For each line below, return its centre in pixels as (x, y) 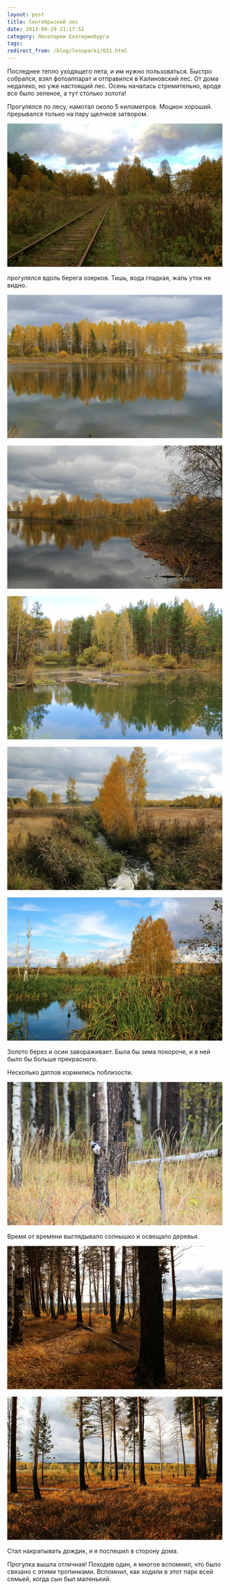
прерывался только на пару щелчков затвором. (77, 114)
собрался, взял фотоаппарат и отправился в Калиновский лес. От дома (113, 79)
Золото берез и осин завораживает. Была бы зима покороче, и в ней (109, 1052)
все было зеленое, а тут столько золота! (67, 93)
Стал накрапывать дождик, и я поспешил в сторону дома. (93, 1551)
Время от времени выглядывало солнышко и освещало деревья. (103, 1236)
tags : (15, 44)
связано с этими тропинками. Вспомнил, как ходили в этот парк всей (110, 1571)
